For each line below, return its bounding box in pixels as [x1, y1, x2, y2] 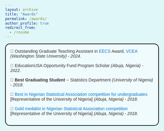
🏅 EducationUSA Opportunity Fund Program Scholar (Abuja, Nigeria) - [10, 63, 143, 68]
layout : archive [5, 7, 38, 12]
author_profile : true [5, 21, 49, 26]
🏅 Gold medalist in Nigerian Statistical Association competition [10, 106, 128, 111]
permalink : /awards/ [5, 16, 47, 21]
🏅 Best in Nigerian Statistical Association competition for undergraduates [10, 91, 148, 97]
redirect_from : [5, 25, 36, 30]
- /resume [9, 30, 29, 35]
